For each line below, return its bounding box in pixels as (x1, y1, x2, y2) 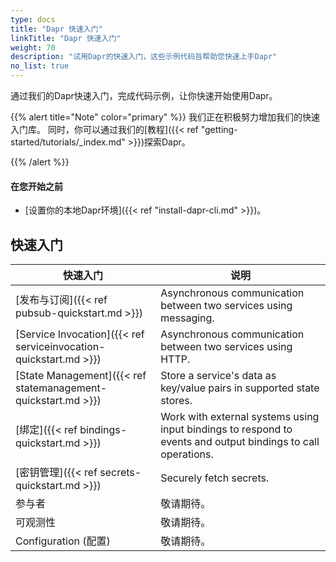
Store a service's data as (160, 369, 277, 383)
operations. (160, 447, 214, 461)
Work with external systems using (160, 410, 320, 424)
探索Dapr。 (144, 136, 191, 148)
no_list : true (10, 61, 70, 71)
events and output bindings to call (160, 435, 320, 449)
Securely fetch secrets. (160, 471, 270, 485)
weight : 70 (10, 42, 56, 53)
